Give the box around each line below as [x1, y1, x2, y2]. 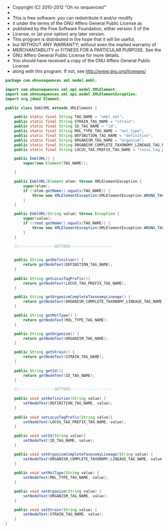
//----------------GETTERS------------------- [14, 243, 113, 249]
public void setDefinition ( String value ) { [14, 396, 106, 401]
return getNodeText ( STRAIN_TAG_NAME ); [23, 354, 104, 359]
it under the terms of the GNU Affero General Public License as [12, 20, 142, 26]
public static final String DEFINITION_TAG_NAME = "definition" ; [14, 133, 153, 138]
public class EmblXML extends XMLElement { [5, 105, 97, 110]
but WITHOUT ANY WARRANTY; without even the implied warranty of [12, 42, 156, 47]
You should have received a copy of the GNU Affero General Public [12, 58, 151, 63]
